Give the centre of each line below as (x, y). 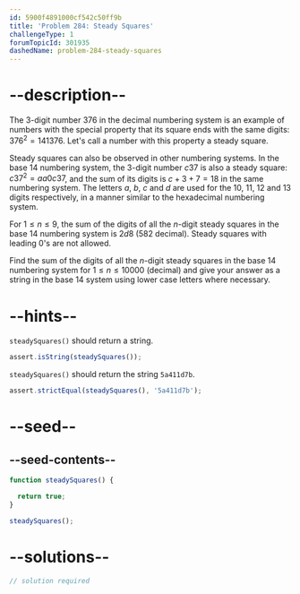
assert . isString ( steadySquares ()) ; (76, 357)
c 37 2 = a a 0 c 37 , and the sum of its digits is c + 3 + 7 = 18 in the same (137, 177)
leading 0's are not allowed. (60, 244)
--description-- (68, 95)
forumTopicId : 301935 (50, 43)
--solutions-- (60, 557)
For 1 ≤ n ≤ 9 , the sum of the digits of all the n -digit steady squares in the (144, 224)
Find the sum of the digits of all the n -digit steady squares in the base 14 (143, 261)
